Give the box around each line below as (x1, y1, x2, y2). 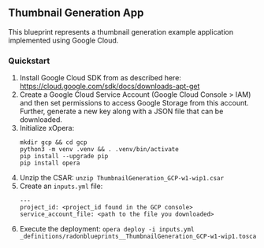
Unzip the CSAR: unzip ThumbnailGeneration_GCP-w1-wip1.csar (19, 173, 225, 183)
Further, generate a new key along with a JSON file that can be (19, 106, 224, 117)
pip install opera (19, 159, 80, 168)
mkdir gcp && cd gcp (19, 139, 87, 146)
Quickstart (8, 55, 50, 66)
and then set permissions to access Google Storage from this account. (19, 98, 250, 108)
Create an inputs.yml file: (19, 181, 103, 191)
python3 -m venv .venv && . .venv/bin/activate (19, 146, 179, 154)
